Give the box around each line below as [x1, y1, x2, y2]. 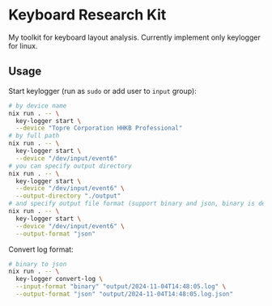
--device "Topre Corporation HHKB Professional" [15, 124, 183, 133]
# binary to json [8, 260, 67, 268]
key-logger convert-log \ [15, 275, 104, 283]
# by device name [8, 101, 67, 110]
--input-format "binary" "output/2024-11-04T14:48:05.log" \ [15, 283, 227, 291]
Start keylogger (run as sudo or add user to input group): [8, 86, 197, 96]
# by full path [8, 132, 60, 140]
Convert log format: [8, 244, 74, 254]
